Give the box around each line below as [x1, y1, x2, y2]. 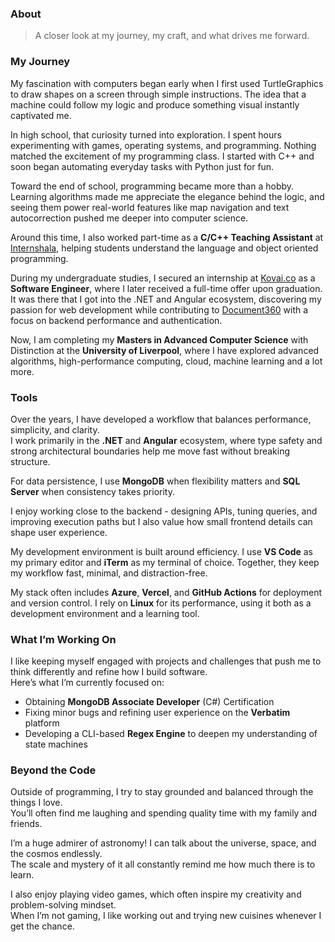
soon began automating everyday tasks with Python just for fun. [10, 160, 275, 172]
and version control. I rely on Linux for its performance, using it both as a [10, 597, 312, 609]
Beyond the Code [10, 763, 97, 777]
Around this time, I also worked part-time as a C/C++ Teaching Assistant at [10, 231, 324, 243]
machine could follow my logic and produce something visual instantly [10, 98, 300, 111]
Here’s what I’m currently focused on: [10, 677, 165, 689]
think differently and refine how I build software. [10, 666, 208, 678]
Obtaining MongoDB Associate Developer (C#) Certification [24, 696, 275, 708]
